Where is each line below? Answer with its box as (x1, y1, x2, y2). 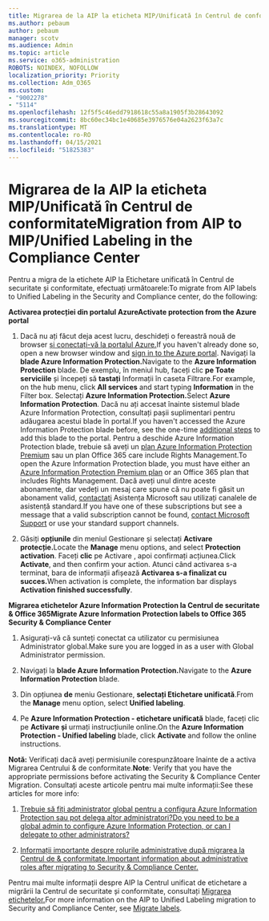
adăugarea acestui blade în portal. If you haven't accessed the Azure (19, 416, 246, 426)
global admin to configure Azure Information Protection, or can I (19, 822, 231, 831)
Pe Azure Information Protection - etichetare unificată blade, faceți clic (19, 714, 260, 723)
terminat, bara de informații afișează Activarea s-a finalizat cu (19, 568, 227, 577)
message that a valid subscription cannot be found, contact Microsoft (19, 510, 250, 520)
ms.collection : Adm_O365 (8, 78, 91, 86)
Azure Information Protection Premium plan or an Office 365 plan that (19, 468, 250, 477)
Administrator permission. (19, 650, 106, 660)
